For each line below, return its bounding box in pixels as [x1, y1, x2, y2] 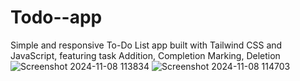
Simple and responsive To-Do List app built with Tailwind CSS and [10, 39, 283, 51]
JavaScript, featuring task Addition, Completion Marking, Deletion [10, 49, 281, 61]
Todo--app [10, 6, 103, 29]
